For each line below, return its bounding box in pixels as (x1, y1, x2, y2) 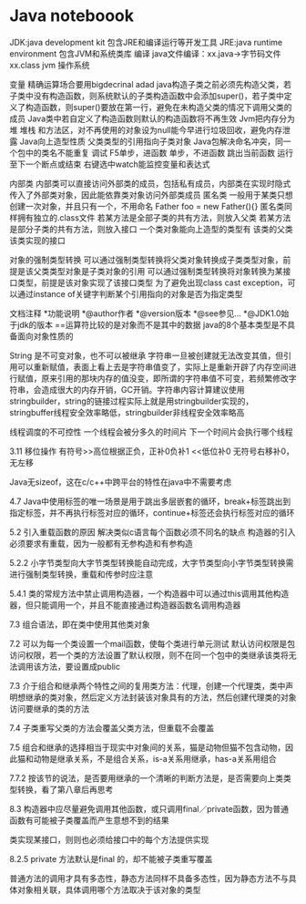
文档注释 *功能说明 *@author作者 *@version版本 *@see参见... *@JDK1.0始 (9, 307, 290, 319)
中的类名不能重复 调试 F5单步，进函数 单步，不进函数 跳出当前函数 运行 (25, 147, 294, 158)
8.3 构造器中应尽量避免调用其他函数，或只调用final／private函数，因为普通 (9, 803, 290, 814)
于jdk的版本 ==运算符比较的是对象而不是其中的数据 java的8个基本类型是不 (9, 319, 288, 330)
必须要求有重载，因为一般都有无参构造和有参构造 (9, 538, 193, 549)
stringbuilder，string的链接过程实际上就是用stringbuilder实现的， (9, 395, 254, 406)
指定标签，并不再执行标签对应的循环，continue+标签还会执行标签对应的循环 (9, 507, 295, 518)
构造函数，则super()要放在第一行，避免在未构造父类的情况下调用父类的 (25, 101, 292, 112)
